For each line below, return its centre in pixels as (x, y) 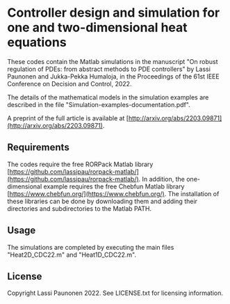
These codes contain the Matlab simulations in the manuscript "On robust (113, 61)
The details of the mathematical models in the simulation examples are (108, 97)
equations (37, 42)
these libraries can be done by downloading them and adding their (102, 201)
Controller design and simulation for (114, 13)
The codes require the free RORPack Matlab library (80, 164)
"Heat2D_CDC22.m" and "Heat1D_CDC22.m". (72, 255)
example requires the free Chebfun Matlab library (114, 186)
